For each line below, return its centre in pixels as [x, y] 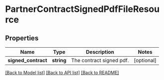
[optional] [145, 60]
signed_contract [27, 60]
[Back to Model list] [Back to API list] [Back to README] [62, 73]
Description [100, 52]
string [59, 60]
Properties [22, 38]
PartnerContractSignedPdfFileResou [82, 9]
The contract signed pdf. [100, 60]
